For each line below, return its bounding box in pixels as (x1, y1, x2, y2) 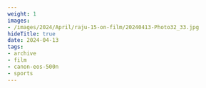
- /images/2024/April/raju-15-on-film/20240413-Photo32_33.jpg (7, 23, 200, 31)
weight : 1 (7, 10, 37, 18)
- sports (7, 70, 34, 77)
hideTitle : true (7, 30, 56, 38)
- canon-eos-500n (7, 63, 59, 70)
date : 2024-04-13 (7, 37, 59, 44)
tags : (7, 43, 24, 50)
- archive (7, 50, 37, 57)
